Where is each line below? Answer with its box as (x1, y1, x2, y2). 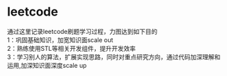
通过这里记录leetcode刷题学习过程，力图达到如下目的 (7, 27, 158, 35)
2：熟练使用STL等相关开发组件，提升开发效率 (7, 44, 136, 52)
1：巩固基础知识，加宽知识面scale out (7, 35, 113, 44)
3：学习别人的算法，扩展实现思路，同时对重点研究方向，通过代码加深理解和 (7, 52, 221, 61)
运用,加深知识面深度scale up (7, 61, 87, 69)
